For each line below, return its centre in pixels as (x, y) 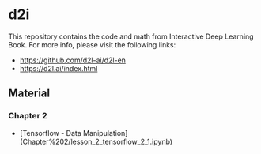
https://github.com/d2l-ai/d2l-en (73, 60)
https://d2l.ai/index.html (59, 68)
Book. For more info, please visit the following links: (92, 44)
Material (29, 94)
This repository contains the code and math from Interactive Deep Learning (131, 36)
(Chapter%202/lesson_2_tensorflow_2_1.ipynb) (96, 141)
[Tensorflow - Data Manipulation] (74, 133)
